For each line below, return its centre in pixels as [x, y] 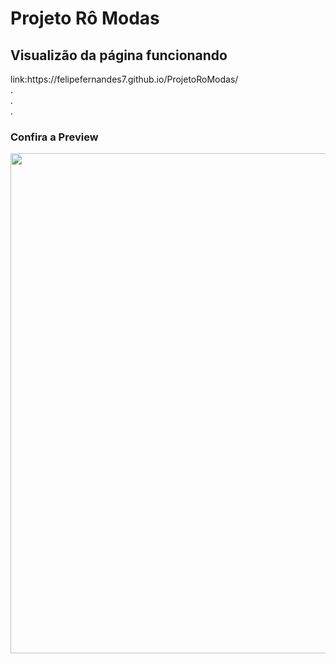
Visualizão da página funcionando [119, 55]
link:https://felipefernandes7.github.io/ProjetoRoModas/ [124, 79]
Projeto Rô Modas [85, 18]
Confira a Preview [54, 137]
